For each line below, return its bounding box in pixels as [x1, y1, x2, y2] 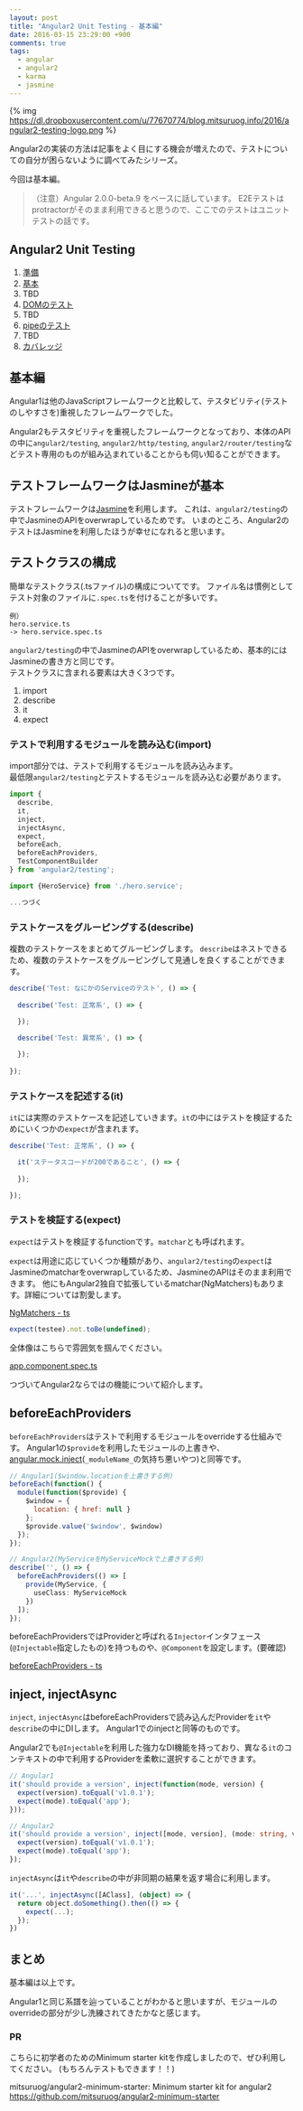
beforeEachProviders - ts [9, 1660, 103, 1671]
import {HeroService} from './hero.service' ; [9, 882, 183, 891]
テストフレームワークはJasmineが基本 [9, 478, 225, 493]
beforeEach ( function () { [9, 1480, 103, 1489]
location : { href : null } [32, 1505, 131, 1514]
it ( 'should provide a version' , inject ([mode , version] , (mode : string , [9, 1830, 289, 1839]
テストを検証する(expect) [9, 1214, 122, 1227]
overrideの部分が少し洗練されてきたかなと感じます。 [9, 2007, 206, 2019]
